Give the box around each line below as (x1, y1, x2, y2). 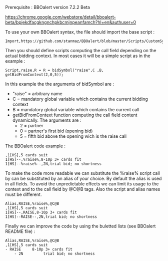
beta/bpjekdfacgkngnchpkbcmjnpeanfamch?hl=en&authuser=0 (5, 20, 136, 25)
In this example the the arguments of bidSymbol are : (5, 81, 114, 87)
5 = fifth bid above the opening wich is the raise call (19, 133, 126, 139)
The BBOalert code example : (5, 143, 66, 149)
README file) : (5, 228, 35, 234)
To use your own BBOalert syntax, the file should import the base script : (5, 29, 155, 35)
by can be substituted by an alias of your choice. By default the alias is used (5, 175, 162, 181)
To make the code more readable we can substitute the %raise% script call (5, 170, 160, 176)
